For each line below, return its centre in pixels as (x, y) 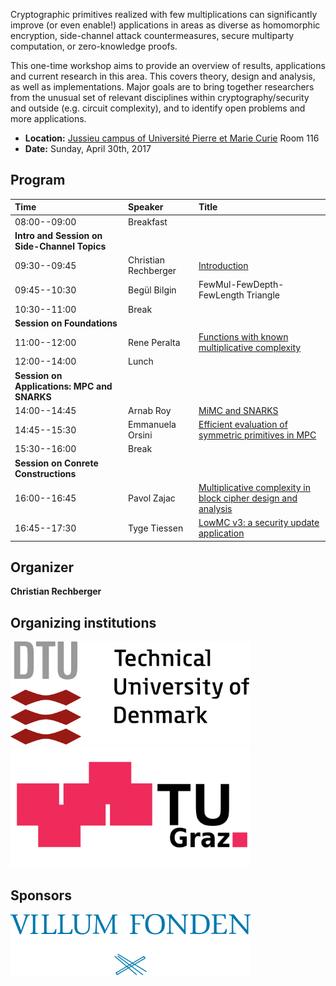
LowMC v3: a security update (259, 523)
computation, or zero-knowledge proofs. (94, 46)
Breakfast (148, 221)
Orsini (140, 435)
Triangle (263, 295)
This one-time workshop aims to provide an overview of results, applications (168, 65)
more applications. (48, 118)
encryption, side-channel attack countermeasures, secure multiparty (152, 35)
